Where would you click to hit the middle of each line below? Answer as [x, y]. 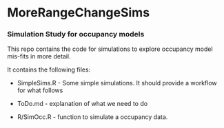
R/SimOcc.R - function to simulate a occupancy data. [92, 117]
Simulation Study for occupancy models [76, 34]
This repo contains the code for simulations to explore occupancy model [110, 49]
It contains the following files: [49, 70]
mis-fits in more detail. [39, 56]
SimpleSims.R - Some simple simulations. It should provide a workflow [117, 83]
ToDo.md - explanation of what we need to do [82, 104]
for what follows [40, 90]
